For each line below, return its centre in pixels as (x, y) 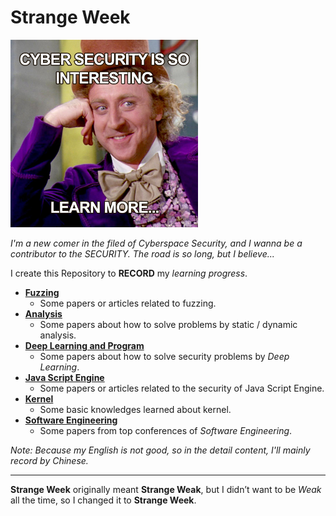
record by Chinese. (49, 460)
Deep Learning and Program (84, 345)
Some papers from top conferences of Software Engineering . (166, 430)
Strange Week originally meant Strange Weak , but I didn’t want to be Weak (166, 489)
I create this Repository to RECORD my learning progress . (129, 273)
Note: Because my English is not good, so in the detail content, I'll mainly (160, 450)
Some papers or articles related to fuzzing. (128, 303)
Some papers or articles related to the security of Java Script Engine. (182, 388)
